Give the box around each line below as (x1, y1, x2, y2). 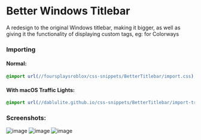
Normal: (6, 60, 27, 67)
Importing (6, 45, 36, 53)
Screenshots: (6, 114, 47, 122)
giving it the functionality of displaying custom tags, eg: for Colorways (6, 30, 179, 37)
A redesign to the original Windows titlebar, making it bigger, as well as (6, 24, 181, 31)
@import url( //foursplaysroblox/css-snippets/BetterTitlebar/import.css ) (6, 74, 194, 80)
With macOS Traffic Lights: (6, 86, 75, 93)
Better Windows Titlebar (6, 4, 130, 18)
